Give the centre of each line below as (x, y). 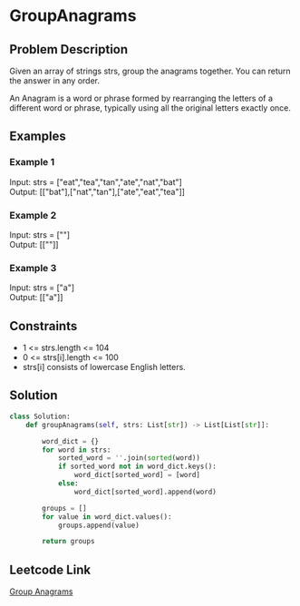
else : (68, 484)
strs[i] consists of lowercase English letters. (104, 367)
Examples (38, 137)
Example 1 (32, 162)
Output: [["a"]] (36, 298)
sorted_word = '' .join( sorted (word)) (129, 458)
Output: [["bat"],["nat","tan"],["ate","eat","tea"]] (97, 191)
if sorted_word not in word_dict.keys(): (137, 467)
